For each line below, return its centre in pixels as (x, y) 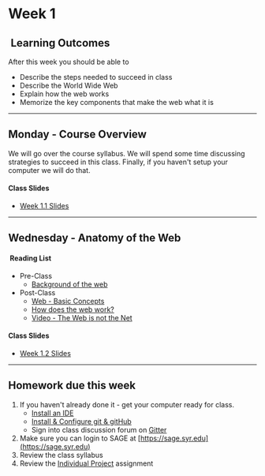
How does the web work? (73, 309)
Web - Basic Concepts (68, 301)
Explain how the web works (64, 94)
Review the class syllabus (62, 455)
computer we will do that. (49, 170)
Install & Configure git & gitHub (81, 421)
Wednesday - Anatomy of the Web (95, 238)
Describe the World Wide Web (69, 85)
